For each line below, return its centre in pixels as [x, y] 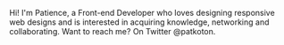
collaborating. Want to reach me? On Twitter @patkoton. [113, 31]
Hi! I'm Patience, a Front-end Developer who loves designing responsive [142, 13]
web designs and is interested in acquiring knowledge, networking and [139, 22]
